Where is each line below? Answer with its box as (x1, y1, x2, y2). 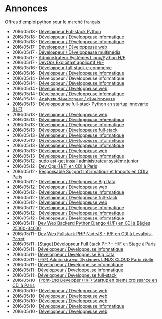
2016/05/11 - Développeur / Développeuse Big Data (12, 251, 115, 257)
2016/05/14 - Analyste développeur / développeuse (12, 96, 115, 101)
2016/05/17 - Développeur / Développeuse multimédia (12, 49, 121, 55)
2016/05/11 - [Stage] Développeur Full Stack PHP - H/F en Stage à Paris (12, 241, 156, 247)
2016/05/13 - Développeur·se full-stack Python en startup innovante (12, 101, 149, 107)
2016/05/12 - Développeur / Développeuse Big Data (12, 179, 116, 184)
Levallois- (133, 230, 153, 237)
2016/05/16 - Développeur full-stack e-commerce (12, 64, 112, 71)
